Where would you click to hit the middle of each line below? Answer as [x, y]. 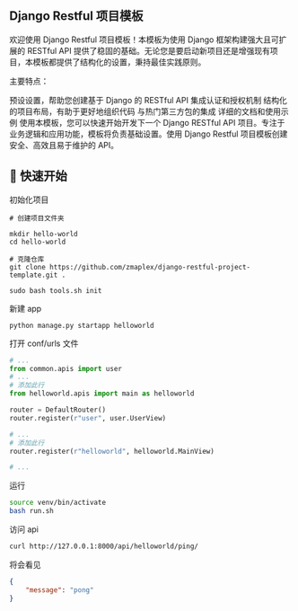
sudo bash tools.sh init [56, 290]
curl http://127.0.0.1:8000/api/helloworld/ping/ [104, 546]
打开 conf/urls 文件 [44, 343]
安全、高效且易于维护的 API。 [64, 145]
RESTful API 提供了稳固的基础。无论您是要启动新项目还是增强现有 [149, 50]
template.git [34, 275]
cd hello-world [38, 242]
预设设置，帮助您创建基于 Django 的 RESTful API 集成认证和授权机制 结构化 [148, 100]
